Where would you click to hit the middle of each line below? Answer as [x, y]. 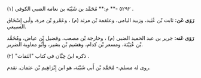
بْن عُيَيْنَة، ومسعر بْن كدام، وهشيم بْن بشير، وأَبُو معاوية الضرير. [75, 44]
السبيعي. [16, 26]
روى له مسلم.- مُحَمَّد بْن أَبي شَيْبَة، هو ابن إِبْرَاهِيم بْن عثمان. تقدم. [79, 67]
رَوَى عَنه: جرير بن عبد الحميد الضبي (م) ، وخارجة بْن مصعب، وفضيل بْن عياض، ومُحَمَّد [100, 38]
